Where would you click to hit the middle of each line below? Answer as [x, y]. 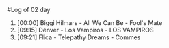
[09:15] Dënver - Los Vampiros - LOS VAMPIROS [85, 30]
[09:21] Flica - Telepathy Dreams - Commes [79, 37]
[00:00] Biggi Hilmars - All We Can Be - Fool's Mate [90, 23]
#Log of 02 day [29, 10]
